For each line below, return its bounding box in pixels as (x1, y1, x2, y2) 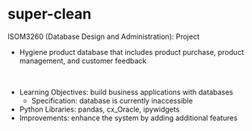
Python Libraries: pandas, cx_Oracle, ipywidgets (19, 104, 180, 114)
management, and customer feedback (19, 56, 147, 65)
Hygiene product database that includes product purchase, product (19, 47, 244, 57)
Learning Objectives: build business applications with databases (19, 87, 233, 97)
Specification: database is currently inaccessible (31, 95, 193, 105)
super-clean (7, 5, 92, 23)
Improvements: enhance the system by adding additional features (19, 112, 238, 122)
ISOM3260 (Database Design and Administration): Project (7, 32, 199, 41)
